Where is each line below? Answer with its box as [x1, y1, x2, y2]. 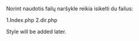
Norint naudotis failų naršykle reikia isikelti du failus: [6, 5, 134, 12]
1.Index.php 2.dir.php [6, 17, 58, 23]
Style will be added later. [6, 28, 67, 35]
